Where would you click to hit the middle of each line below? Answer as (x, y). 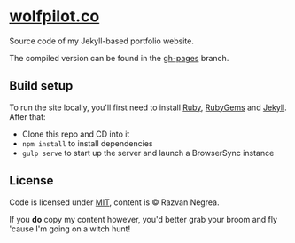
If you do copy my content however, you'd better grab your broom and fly (143, 219)
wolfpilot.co (54, 16)
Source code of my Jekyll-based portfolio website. (102, 41)
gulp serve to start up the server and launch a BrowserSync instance (148, 153)
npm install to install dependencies (87, 143)
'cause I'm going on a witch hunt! (70, 229)
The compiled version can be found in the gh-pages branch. (119, 58)
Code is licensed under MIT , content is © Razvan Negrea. (114, 202)
